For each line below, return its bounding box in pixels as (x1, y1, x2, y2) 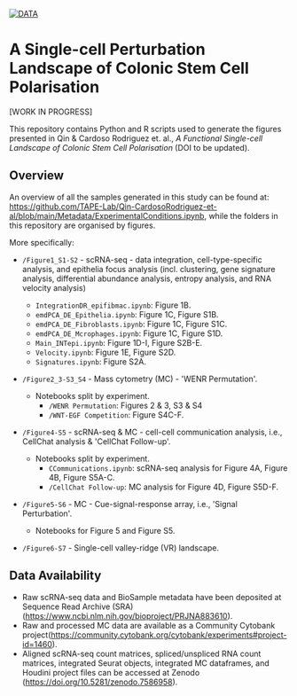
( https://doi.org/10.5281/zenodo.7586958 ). (21, 676, 178, 687)
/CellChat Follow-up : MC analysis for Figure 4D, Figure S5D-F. (48, 481, 279, 492)
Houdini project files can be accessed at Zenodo (21, 667, 200, 677)
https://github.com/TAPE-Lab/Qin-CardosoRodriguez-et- (9, 200, 217, 212)
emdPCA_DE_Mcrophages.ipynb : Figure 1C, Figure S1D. (35, 328, 223, 339)
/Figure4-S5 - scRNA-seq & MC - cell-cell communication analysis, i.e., (21, 426, 283, 437)
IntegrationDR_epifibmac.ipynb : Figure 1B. (35, 300, 191, 310)
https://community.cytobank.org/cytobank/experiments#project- (51, 630, 287, 640)
